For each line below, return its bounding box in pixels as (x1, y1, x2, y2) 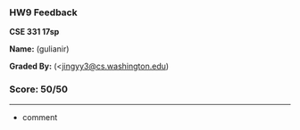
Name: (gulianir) (9, 44, 70, 54)
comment (21, 111, 58, 122)
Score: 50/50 (9, 83, 69, 95)
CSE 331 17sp (9, 27, 60, 37)
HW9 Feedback (9, 6, 78, 19)
